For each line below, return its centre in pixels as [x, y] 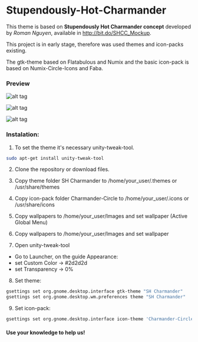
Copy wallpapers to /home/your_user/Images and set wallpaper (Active [101, 216]
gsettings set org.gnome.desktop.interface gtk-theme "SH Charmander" [95, 292]
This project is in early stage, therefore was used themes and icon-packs [95, 44]
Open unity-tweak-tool [42, 245]
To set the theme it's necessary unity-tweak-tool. [74, 147]
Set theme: [28, 281]
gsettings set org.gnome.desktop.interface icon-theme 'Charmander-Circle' [101, 319]
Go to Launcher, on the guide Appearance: [66, 256]
